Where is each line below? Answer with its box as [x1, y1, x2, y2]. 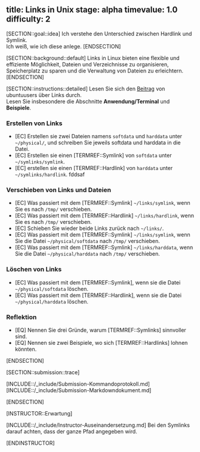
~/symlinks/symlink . [14, 158, 65, 165]
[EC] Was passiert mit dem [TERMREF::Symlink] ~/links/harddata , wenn [14, 244, 193, 251]
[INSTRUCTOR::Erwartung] [6, 410, 73, 417]
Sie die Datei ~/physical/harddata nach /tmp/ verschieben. [14, 250, 160, 257]
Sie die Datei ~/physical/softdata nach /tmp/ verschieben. [14, 238, 160, 245]
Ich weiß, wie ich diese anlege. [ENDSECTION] [6, 43, 121, 50]
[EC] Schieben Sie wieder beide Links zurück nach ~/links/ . [14, 225, 164, 232]
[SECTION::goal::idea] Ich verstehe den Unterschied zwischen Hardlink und [6, 30, 192, 37]
